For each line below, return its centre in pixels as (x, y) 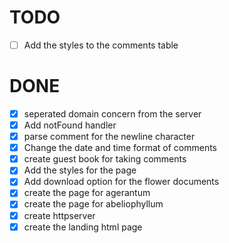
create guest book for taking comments (105, 159)
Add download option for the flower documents (121, 182)
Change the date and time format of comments (120, 148)
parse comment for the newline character (109, 137)
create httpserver (59, 215)
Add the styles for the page (80, 170)
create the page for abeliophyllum (93, 204)
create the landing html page (83, 227)
